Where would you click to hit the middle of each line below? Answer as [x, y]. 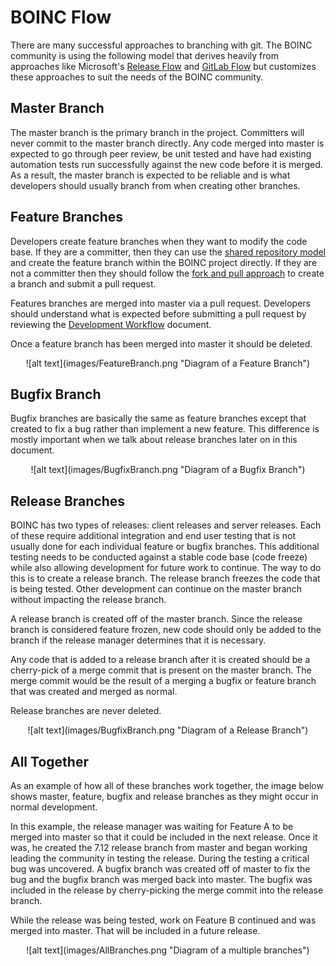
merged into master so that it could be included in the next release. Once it [164, 837]
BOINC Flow [61, 17]
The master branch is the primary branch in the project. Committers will [157, 132]
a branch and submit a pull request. [83, 283]
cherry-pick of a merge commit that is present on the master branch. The [161, 670]
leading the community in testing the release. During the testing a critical [160, 858]
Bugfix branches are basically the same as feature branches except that [158, 418]
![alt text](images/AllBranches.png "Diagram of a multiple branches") [168, 950]
